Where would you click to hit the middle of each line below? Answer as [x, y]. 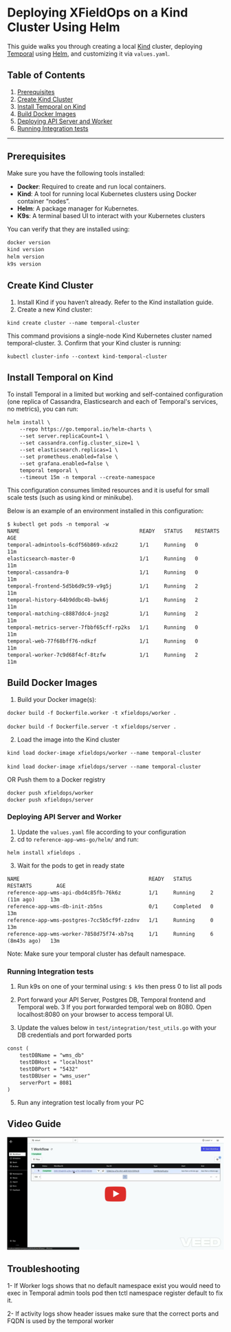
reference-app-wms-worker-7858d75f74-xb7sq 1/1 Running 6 [110, 934]
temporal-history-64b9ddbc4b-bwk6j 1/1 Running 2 [102, 600]
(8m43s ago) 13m [33, 941]
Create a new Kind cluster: [55, 309]
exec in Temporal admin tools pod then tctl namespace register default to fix [115, 1293]
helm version [26, 257]
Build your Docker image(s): [57, 699]
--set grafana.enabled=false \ [64, 463]
